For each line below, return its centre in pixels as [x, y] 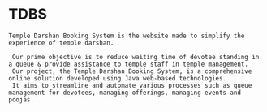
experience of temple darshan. [61, 43]
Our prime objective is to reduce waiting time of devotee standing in [136, 57]
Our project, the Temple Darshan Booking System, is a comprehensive [132, 71]
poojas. [22, 99]
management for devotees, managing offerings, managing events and [125, 93]
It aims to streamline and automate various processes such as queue [132, 85]
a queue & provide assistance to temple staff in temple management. [129, 64]
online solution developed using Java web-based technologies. [118, 78]
